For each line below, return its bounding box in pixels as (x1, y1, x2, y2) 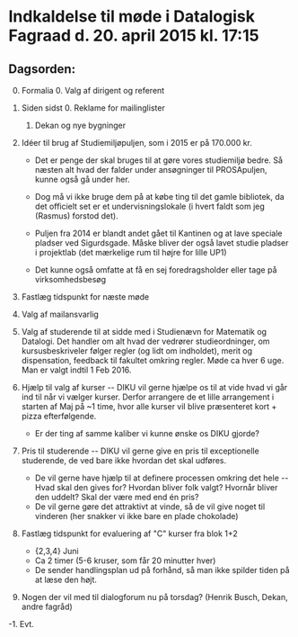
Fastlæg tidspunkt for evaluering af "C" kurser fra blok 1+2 (21, 528, 239, 539)
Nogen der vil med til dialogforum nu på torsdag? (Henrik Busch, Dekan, (21, 592, 288, 602)
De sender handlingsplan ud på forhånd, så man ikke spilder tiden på (34, 565, 290, 575)
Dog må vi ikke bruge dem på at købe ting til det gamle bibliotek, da (34, 192, 285, 202)
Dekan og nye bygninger (34, 120, 127, 130)
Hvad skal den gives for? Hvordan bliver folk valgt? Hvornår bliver (34, 482, 278, 492)
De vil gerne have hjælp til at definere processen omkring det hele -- (34, 472, 289, 483)
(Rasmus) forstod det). (34, 211, 118, 221)
